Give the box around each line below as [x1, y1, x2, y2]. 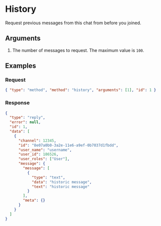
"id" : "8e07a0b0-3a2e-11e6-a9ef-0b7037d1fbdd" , [18, 142, 119, 148]
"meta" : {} [23, 198, 46, 203]
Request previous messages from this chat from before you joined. [5, 20, 142, 26]
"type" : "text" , [31, 175, 65, 180]
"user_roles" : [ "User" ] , [18, 157, 70, 162]
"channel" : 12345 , [18, 138, 56, 143]
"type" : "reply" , [9, 115, 46, 120]
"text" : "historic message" [31, 184, 90, 189]
